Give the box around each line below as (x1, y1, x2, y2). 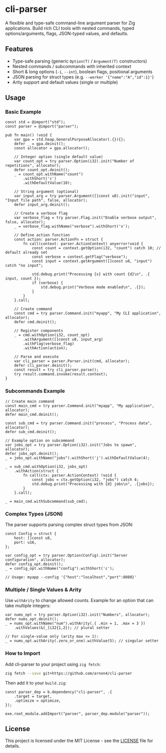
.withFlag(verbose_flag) (23, 341, 75, 346)
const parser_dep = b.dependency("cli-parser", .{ (5, 689, 112, 694)
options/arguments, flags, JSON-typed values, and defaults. (5, 30, 129, 36)
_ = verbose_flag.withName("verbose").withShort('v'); (14, 224, 130, 229)
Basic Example (5, 108, 41, 115)
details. (5, 743, 20, 749)
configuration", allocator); (5, 557, 66, 562)
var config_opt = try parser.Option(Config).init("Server (5, 553, 128, 558)
